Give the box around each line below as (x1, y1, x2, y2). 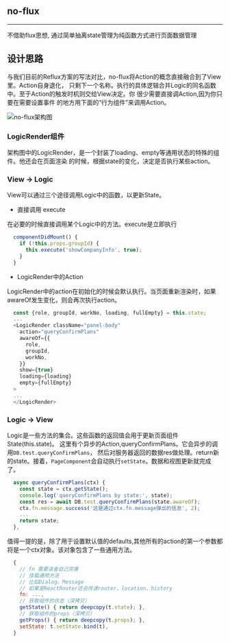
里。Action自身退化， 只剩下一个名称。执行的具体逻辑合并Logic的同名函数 (7, 81, 217, 89)
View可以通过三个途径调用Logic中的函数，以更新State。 (7, 191, 166, 199)
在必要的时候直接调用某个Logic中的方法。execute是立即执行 (7, 220, 177, 228)
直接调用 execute (16, 206, 66, 214)
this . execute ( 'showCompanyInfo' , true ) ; (25, 246, 142, 253)
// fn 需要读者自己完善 (19, 566, 79, 572)
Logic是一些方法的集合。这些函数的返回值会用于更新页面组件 (7, 431, 179, 439)
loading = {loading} (19, 373, 72, 380)
